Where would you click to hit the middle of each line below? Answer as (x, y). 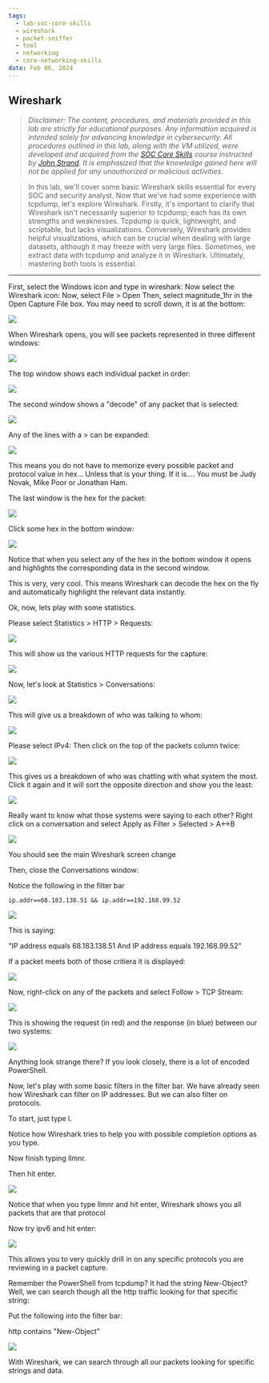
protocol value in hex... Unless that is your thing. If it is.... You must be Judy (132, 474)
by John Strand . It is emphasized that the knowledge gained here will (143, 162)
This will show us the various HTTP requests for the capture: (108, 653)
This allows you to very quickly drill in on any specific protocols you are (126, 1259)
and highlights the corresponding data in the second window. (109, 568)
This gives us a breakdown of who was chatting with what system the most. (133, 776)
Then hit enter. (32, 1173)
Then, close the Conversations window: (74, 870)
